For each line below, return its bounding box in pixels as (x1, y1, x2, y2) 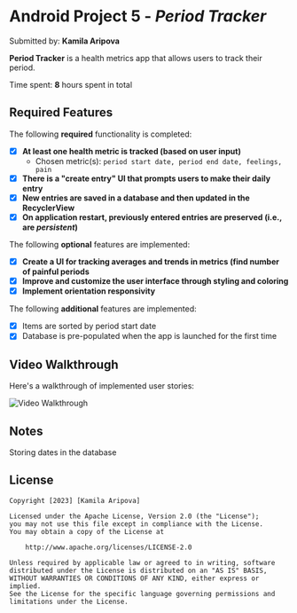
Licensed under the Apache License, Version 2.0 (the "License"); (9, 512, 260, 521)
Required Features (9, 105, 113, 121)
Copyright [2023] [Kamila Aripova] (9, 496, 141, 505)
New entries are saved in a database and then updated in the (21, 193, 250, 203)
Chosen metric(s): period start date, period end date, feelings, (35, 155, 282, 166)
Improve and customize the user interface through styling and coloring (21, 276, 289, 287)
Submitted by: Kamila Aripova (9, 35, 120, 46)
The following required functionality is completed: (9, 129, 192, 139)
